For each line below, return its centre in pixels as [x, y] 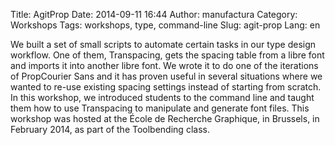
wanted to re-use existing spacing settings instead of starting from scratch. [166, 87]
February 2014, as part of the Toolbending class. [110, 129]
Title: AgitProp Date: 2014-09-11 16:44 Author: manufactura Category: [154, 14]
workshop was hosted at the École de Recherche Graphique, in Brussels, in [165, 118]
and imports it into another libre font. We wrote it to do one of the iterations [164, 65]
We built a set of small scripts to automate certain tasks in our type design [163, 44]
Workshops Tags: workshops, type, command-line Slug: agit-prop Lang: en [165, 25]
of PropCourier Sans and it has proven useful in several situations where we [166, 76]
